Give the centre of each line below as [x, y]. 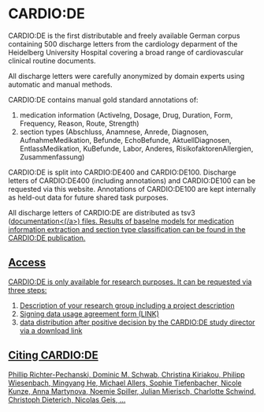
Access [27, 262]
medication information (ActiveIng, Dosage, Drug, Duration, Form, [126, 114]
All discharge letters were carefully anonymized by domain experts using [126, 76]
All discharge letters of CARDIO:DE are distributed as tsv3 [102, 212]
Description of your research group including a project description [127, 305]
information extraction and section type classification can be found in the [127, 229]
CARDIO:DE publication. [47, 238]
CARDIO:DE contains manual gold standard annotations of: [103, 99]
